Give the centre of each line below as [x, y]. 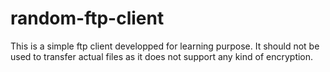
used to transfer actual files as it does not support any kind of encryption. [162, 56]
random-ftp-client [87, 18]
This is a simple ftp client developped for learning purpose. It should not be [165, 46]
